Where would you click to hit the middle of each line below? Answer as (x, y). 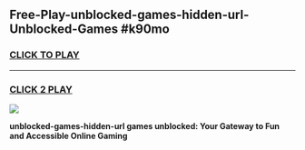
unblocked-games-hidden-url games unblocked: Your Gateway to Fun (144, 125)
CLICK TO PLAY (44, 55)
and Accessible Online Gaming (69, 135)
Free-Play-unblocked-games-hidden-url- (129, 15)
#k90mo (145, 30)
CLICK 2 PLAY (41, 89)
